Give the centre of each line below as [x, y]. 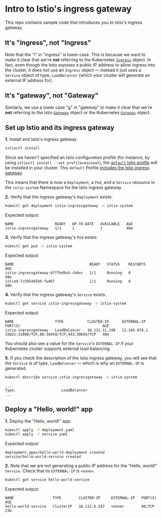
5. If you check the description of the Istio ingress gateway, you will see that [81, 358]
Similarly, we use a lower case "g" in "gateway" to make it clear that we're [79, 107]
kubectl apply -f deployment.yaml [40, 430]
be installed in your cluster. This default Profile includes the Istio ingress [77, 168]
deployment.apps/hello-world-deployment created [55, 452]
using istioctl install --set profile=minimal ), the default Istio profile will [81, 163]
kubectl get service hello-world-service [47, 480]
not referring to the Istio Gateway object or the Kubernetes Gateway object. [78, 112]
